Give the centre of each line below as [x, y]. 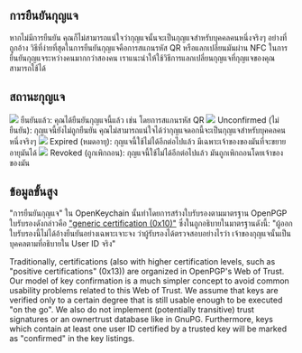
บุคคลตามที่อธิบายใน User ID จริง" [63, 244]
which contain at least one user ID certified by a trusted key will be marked [148, 329]
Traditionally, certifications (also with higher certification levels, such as [142, 262]
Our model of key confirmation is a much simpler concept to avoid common [150, 281]
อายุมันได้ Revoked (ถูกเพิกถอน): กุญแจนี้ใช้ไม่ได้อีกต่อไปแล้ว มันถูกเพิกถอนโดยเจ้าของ [146, 153]
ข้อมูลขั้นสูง [34, 192]
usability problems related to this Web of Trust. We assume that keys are [144, 291]
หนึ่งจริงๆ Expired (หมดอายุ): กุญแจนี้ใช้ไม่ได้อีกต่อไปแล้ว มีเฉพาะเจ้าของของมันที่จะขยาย [148, 141]
